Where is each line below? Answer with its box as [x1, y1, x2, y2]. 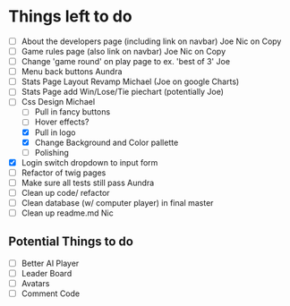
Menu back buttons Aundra [21, 66, 123, 77]
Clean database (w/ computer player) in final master [21, 197, 214, 208]
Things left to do [8, 6, 132, 27]
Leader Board [21, 268, 72, 278]
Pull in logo [34, 127, 76, 138]
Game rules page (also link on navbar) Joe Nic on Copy [21, 47, 226, 56]
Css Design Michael [21, 97, 96, 107]
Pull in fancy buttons [34, 106, 111, 117]
